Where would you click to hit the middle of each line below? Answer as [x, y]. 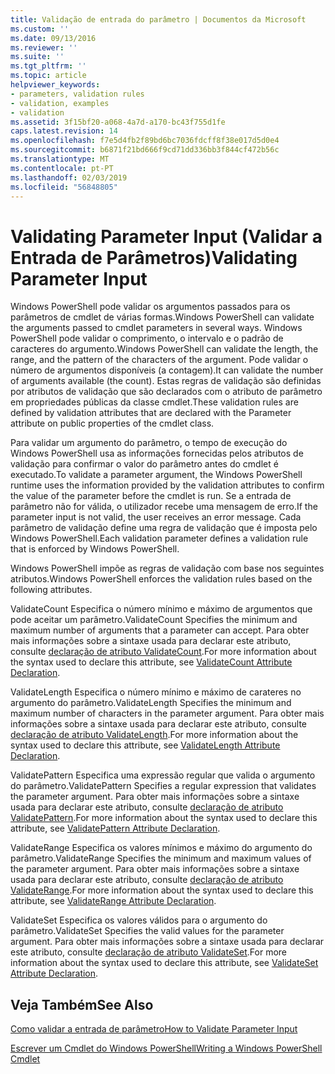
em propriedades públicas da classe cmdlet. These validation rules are [154, 402]
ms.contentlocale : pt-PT [62, 168]
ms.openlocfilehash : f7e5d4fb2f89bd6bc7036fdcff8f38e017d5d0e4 [145, 141]
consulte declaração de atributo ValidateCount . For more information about [163, 652]
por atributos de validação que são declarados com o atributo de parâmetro [166, 392]
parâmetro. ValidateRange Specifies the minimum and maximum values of [161, 858]
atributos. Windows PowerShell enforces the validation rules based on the [161, 579]
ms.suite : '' [37, 57]
